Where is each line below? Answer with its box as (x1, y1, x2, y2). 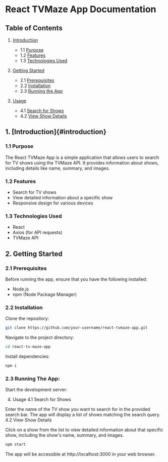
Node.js (12, 286, 29, 292)
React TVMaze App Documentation (5, 4, 156, 15)
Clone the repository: (5, 315, 49, 322)
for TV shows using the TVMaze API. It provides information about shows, (5, 159, 159, 165)
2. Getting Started (5, 249, 63, 258)
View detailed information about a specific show (12, 194, 113, 200)
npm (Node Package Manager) (12, 291, 77, 297)
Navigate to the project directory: (5, 334, 74, 341)
